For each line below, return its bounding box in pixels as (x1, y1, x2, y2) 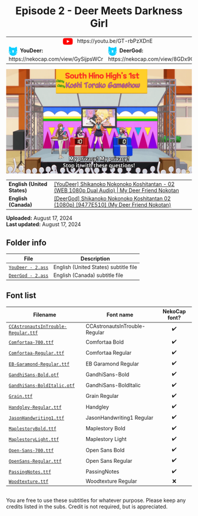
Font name (106, 311, 134, 318)
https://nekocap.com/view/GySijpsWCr (8, 55, 104, 63)
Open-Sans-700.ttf (8, 448, 54, 453)
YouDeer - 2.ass (8, 264, 49, 271)
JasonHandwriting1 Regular (85, 414, 154, 421)
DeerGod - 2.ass (8, 273, 49, 279)
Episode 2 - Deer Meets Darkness (15, 4, 183, 18)
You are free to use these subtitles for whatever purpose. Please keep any (6, 497, 186, 504)
